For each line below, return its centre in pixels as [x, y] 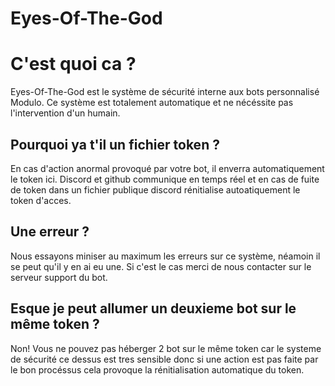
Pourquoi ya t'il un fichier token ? [115, 144]
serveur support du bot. [59, 277]
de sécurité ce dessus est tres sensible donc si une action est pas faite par [164, 359]
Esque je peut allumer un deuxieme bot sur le [153, 308]
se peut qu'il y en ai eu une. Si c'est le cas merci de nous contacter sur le [161, 266]
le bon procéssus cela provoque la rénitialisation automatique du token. [157, 369]
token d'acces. [41, 200]
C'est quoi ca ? [73, 64]
